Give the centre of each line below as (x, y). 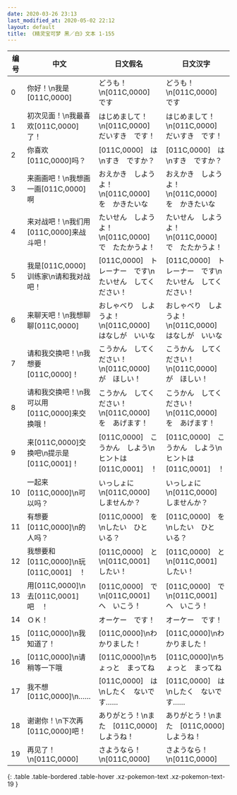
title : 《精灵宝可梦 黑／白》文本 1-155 (61, 34)
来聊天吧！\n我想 (55, 315)
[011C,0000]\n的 (56, 527)
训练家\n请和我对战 (59, 276)
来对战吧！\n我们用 (59, 222)
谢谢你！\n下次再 (55, 721)
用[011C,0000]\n (56, 586)
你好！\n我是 (48, 88)
